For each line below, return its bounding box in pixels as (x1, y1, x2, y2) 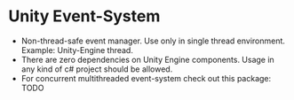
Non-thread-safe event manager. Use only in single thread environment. (20, 35, 286, 46)
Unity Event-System (8, 6, 161, 27)
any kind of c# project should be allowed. (20, 64, 173, 74)
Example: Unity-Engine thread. (20, 44, 134, 55)
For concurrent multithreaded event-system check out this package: (20, 73, 272, 83)
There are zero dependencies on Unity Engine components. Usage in (20, 54, 274, 65)
